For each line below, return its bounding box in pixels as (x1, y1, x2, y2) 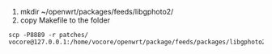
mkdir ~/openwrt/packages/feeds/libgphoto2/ (19, 7, 174, 16)
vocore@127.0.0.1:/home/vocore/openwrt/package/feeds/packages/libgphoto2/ (8, 38, 270, 46)
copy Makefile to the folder (19, 15, 111, 25)
